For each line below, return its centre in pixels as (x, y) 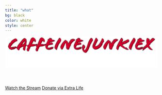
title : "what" (19, 10)
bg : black (15, 15)
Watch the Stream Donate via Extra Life (44, 88)
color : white (18, 20)
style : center (19, 26)
